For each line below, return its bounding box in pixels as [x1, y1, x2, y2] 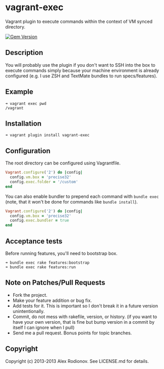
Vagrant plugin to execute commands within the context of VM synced [5, 18, 153, 24]
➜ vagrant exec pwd [5, 101, 47, 106]
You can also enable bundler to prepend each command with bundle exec [5, 193, 159, 200]
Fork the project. [12, 292, 48, 298]
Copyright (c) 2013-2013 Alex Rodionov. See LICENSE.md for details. [5, 358, 149, 364]
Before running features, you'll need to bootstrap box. [5, 250, 118, 256]
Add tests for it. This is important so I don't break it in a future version [12, 302, 158, 309]
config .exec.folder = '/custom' [10, 179, 79, 184]
